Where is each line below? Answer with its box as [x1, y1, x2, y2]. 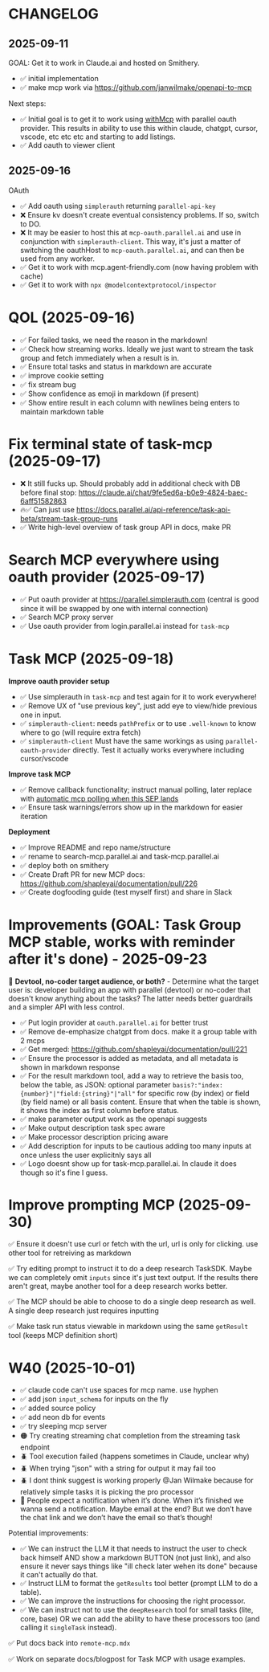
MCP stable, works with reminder [8, 932, 235, 951]
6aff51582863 [19, 495, 67, 506]
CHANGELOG [8, 5, 99, 23]
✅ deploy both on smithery [19, 860, 109, 870]
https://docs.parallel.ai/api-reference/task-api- [75, 504, 231, 514]
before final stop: [19, 487, 77, 497]
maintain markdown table [19, 406, 104, 416]
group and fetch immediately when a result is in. [19, 353, 179, 362]
